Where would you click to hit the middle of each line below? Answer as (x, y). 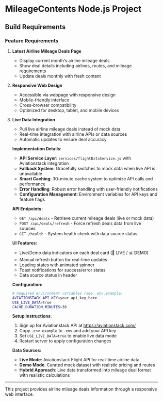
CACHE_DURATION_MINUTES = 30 (39, 307)
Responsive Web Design (37, 85)
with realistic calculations (45, 375)
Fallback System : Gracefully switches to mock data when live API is (87, 168)
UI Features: (24, 243)
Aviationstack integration (44, 163)
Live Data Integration (33, 119)
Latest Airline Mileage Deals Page (47, 51)
